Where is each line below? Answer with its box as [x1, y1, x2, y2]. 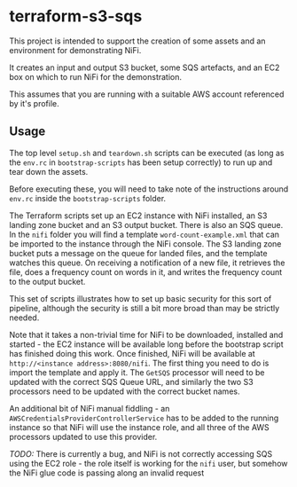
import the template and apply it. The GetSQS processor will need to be [9, 366, 265, 378]
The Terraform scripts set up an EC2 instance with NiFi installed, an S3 [9, 210, 268, 221]
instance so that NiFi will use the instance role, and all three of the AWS [9, 421, 270, 432]
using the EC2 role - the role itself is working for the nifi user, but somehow [9, 458, 288, 468]
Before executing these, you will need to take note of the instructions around [9, 184, 289, 194]
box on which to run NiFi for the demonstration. [9, 71, 183, 82]
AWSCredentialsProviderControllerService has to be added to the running [9, 412, 279, 423]
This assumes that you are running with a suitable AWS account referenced [9, 89, 285, 99]
